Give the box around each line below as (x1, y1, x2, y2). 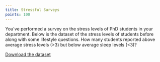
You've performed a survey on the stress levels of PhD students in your (5, 25, 153, 31)
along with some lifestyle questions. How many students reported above (5, 36, 155, 42)
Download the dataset (5, 51, 51, 57)
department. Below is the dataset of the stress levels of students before (5, 31, 154, 37)
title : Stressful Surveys (5, 7, 59, 12)
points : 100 (5, 12, 30, 17)
